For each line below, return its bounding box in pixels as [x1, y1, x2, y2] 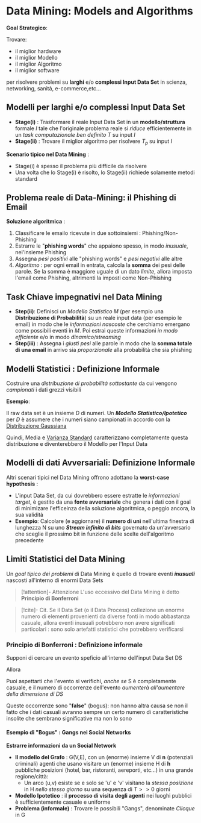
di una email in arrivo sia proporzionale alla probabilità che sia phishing [14, 346, 193, 354]
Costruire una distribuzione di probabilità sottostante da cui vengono [6, 380, 178, 387]
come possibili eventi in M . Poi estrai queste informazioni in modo [14, 327, 178, 334]
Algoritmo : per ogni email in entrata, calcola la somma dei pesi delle [14, 261, 185, 269]
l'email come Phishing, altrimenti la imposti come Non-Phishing [14, 274, 172, 281]
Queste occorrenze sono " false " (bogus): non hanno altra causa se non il [6, 702, 188, 709]
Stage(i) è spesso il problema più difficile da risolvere [14, 162, 147, 169]
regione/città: [14, 773, 49, 780]
